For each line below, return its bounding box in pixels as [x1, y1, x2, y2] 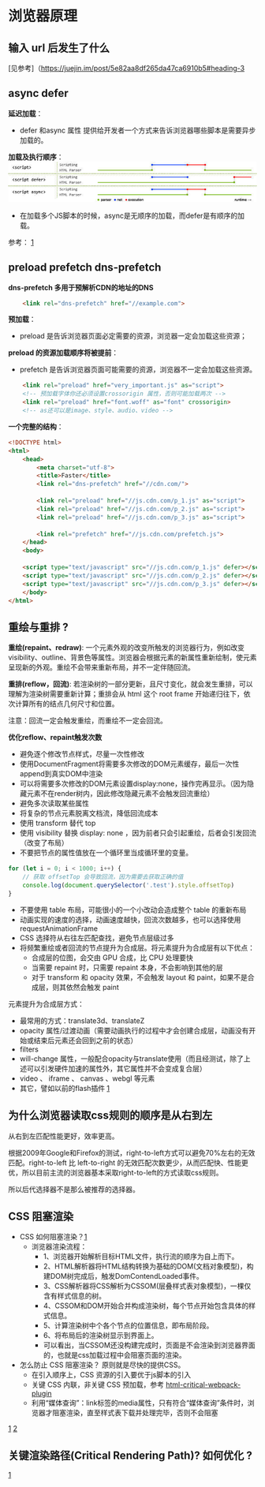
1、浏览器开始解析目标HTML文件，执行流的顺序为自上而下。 [43, 1252, 239, 1261]
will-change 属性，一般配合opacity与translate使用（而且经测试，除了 [19, 1054, 244, 1063]
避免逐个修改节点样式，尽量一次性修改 [19, 749, 144, 759]
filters [19, 1044, 39, 1054]
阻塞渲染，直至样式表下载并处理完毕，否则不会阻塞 [52, 1408, 218, 1418]
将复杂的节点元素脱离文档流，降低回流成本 [19, 809, 159, 818]
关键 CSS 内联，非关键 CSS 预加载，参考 [31, 1380, 164, 1389]
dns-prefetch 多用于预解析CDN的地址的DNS [8, 282, 154, 292]
